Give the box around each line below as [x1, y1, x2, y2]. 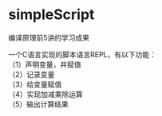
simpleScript [8, 6, 95, 24]
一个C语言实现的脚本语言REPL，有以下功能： [8, 49, 157, 59]
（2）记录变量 [8, 69, 55, 79]
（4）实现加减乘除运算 [8, 89, 84, 99]
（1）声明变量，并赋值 [8, 60, 81, 69]
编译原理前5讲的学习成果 [8, 33, 90, 42]
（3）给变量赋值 [8, 79, 62, 89]
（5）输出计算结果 [8, 99, 69, 109]
